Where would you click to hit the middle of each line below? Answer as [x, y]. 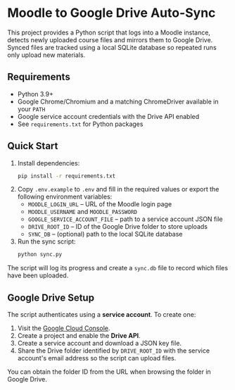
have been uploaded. [38, 275]
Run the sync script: [46, 241]
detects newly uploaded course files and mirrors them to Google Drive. [110, 39]
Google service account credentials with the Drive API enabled [108, 116]
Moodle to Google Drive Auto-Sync [112, 13]
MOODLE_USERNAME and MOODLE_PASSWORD [82, 212]
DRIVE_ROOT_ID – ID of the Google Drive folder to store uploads [118, 227]
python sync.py [40, 255]
